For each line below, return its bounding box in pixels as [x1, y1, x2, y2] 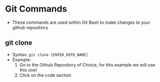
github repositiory [12, 24, 49, 30]
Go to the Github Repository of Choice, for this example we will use [19, 62, 156, 67]
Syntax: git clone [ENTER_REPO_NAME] [12, 51, 88, 57]
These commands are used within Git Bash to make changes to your [12, 19, 151, 25]
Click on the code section [19, 72, 72, 78]
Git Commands [5, 3, 67, 15]
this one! [19, 67, 38, 73]
